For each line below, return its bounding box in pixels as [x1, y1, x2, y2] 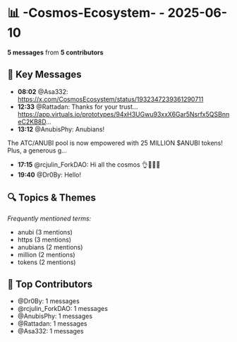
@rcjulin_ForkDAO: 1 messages [17, 305, 108, 313]
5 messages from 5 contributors [7, 48, 104, 57]
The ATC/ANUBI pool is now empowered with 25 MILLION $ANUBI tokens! [7, 138, 224, 147]
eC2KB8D [17, 117, 47, 126]
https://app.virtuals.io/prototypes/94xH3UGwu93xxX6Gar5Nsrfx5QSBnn [17, 110, 230, 118]
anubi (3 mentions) [17, 228, 73, 236]
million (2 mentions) [17, 250, 75, 259]
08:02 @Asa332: [17, 87, 68, 95]
